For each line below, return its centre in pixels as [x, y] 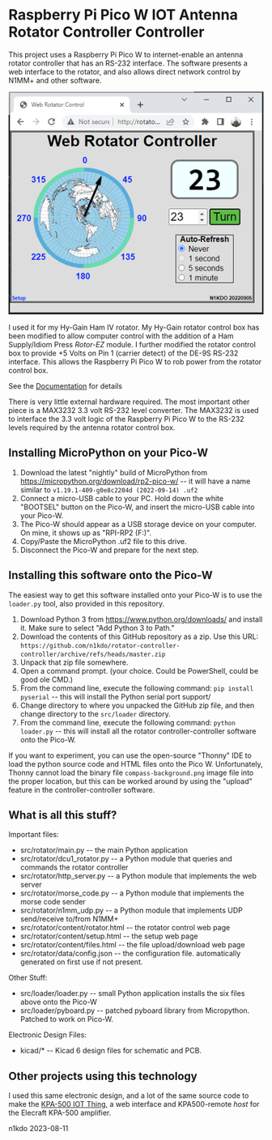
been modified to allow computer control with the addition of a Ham [121, 336]
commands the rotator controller [74, 867]
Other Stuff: [28, 978]
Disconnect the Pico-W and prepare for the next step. [110, 550]
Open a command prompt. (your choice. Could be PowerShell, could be [139, 670]
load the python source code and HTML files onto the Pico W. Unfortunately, [136, 764]
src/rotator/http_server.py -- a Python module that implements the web [138, 876]
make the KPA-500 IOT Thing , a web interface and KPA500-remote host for [134, 1104]
